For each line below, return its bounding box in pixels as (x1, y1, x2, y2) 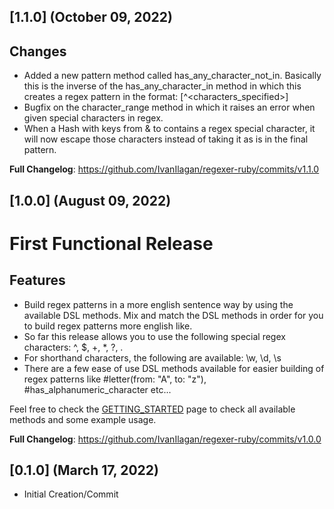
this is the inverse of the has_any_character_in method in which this (23, 80, 302, 92)
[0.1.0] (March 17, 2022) (9, 461, 159, 479)
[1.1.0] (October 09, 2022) (9, 9, 173, 26)
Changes (9, 43, 67, 60)
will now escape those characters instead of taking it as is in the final (23, 133, 309, 145)
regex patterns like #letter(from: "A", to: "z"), (23, 373, 207, 385)
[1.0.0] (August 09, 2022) (9, 192, 172, 209)
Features (9, 272, 66, 289)
